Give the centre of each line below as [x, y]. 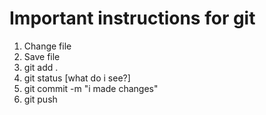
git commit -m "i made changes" [91, 88]
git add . [41, 67]
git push [40, 99]
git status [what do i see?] [77, 78]
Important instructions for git [132, 18]
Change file [47, 46]
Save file [42, 56]
